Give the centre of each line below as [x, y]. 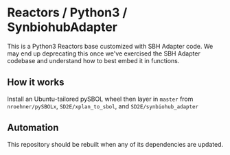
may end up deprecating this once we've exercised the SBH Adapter [104, 53]
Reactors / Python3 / [67, 13]
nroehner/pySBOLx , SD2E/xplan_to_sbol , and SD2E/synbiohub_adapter [103, 106]
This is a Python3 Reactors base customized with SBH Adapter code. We [110, 46]
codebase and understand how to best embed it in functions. [93, 60]
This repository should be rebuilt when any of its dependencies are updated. [115, 144]
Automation [33, 128]
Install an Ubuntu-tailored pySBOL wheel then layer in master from [100, 99]
